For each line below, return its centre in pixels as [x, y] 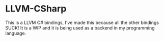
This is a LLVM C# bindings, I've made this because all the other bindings [82, 22]
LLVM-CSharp [36, 9]
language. [16, 33]
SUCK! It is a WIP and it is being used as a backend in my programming [80, 27]
